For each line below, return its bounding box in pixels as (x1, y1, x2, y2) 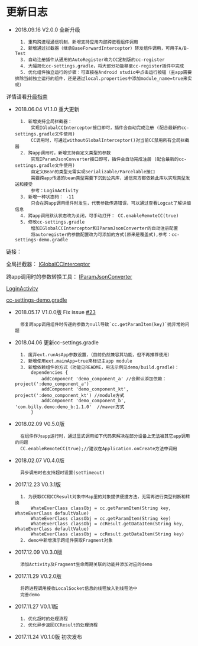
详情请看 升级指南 (6, 93, 48, 100)
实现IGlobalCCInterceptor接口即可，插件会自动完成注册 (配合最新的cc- (30, 125, 190, 131)
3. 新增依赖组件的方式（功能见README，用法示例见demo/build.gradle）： (20, 364, 180, 370)
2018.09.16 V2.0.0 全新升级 (14, 26, 80, 33)
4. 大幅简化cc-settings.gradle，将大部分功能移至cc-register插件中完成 (20, 63, 184, 69)
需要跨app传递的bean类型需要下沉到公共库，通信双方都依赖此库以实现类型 (30, 175, 186, 181)
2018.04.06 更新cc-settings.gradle (14, 338, 99, 346)
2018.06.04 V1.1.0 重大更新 (14, 105, 80, 112)
